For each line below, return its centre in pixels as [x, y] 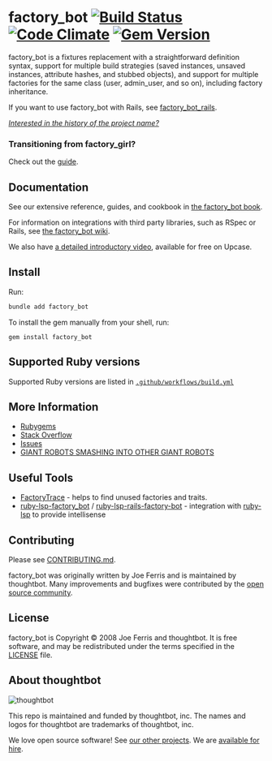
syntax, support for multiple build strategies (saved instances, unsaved [127, 66]
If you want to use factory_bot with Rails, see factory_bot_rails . [113, 107]
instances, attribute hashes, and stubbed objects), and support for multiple [134, 74]
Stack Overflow [46, 435]
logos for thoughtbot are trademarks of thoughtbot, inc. [101, 724]
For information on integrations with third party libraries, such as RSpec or [132, 222]
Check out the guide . [43, 161]
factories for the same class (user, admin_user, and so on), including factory [136, 83]
